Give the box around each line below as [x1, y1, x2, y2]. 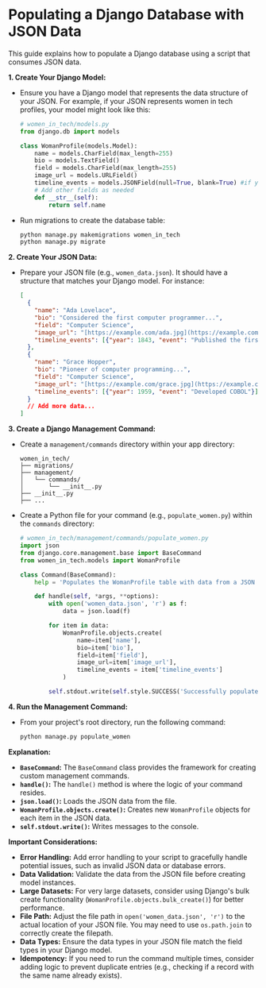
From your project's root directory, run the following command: [19, 717, 226, 727]
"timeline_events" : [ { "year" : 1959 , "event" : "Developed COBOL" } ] [34, 388, 259, 396]
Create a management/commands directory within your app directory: [19, 439, 235, 450]
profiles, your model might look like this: [19, 105, 151, 114]
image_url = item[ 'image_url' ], [76, 658, 177, 666]
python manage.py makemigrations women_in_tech [19, 230, 180, 239]
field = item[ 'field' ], [76, 651, 148, 659]
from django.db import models [19, 127, 121, 136]
